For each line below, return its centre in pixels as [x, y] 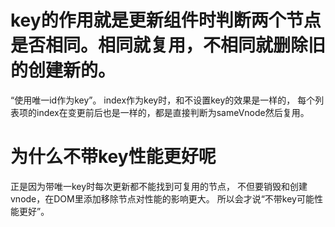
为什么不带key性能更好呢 [113, 157]
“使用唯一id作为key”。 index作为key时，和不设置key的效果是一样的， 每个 [163, 100]
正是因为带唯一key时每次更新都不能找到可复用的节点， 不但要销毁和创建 [159, 186]
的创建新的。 [63, 70]
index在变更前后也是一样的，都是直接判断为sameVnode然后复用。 [173, 112]
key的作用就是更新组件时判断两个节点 [166, 20]
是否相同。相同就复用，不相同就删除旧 [168, 45]
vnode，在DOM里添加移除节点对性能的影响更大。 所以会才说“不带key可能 [162, 198]
